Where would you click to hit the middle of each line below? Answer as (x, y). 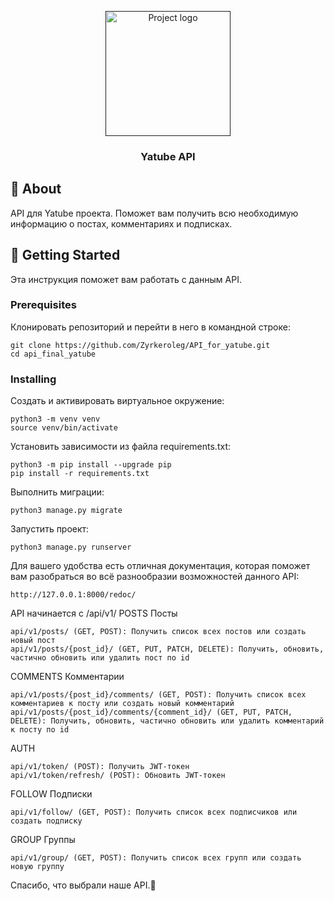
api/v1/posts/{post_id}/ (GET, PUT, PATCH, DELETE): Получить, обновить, (167, 649)
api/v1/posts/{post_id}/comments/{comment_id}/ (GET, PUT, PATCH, (151, 712)
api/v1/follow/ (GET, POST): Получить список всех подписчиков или (154, 812)
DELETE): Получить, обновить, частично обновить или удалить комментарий (167, 721)
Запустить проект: (50, 529)
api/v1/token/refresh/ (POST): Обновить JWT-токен (118, 776)
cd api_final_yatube (53, 354)
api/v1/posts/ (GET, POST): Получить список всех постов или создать (158, 632)
